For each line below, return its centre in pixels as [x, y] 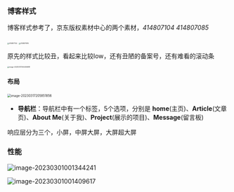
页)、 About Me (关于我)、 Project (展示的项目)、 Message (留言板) [110, 117]
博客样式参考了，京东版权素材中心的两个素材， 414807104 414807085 [108, 28]
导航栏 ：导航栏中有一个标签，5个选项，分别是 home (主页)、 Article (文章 [122, 108]
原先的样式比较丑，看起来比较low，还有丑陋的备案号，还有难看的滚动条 [111, 56]
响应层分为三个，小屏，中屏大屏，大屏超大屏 [72, 132]
